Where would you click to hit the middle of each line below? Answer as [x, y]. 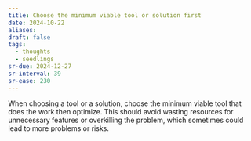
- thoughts [33, 52]
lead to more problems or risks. [59, 128]
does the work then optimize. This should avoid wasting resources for [121, 111]
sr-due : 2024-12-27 [40, 67]
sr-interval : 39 [35, 74]
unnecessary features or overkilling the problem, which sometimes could [126, 120]
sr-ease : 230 [29, 81]
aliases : [22, 30]
